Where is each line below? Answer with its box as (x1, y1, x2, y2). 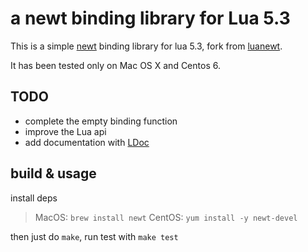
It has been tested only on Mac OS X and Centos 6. (10, 59, 221, 71)
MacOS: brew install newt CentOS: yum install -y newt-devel (34, 211, 298, 223)
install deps (10, 192, 58, 204)
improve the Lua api (24, 125, 107, 137)
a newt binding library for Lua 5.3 (10, 7, 291, 30)
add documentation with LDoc (24, 136, 150, 148)
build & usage (10, 165, 97, 182)
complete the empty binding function (24, 115, 178, 127)
